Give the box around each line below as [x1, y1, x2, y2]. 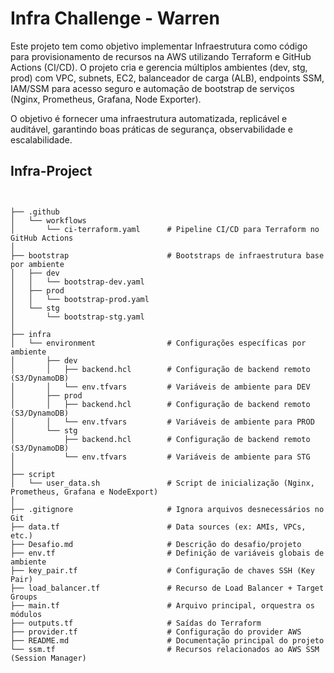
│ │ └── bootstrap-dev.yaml [10, 277, 145, 287]
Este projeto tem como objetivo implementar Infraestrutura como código [10, 40, 308, 52]
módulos [10, 609, 43, 619]
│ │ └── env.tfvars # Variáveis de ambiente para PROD [10, 417, 315, 427]
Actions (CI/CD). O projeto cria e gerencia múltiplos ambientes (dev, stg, [10, 61, 308, 73]
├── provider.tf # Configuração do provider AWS [10, 627, 302, 637]
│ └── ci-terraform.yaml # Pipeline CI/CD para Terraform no [10, 224, 320, 234]
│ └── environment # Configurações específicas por [10, 338, 307, 348]
